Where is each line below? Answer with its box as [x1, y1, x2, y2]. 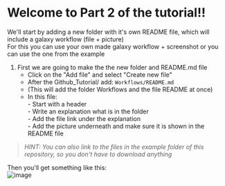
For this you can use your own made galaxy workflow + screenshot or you [7, 42, 219, 50]
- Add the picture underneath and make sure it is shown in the [27, 122, 205, 130]
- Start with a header [27, 100, 87, 108]
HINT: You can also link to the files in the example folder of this [24, 142, 204, 151]
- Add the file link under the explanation [27, 114, 141, 122]
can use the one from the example [7, 50, 105, 58]
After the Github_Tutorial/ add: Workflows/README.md [27, 77, 174, 86]
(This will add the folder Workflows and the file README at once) [27, 85, 213, 93]
